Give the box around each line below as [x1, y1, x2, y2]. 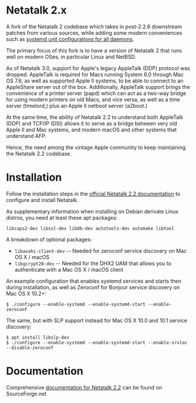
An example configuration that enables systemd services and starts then [6, 278, 182, 285]
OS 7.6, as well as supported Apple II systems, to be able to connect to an [6, 77, 184, 84]
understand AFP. [6, 132, 47, 139]
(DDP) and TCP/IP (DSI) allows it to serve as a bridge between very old [6, 120, 177, 127]
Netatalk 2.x [6, 4, 67, 17]
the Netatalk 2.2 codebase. [6, 150, 72, 157]
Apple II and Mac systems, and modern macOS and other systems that [6, 126, 177, 133]
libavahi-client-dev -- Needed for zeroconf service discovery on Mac [14, 247, 187, 254]
